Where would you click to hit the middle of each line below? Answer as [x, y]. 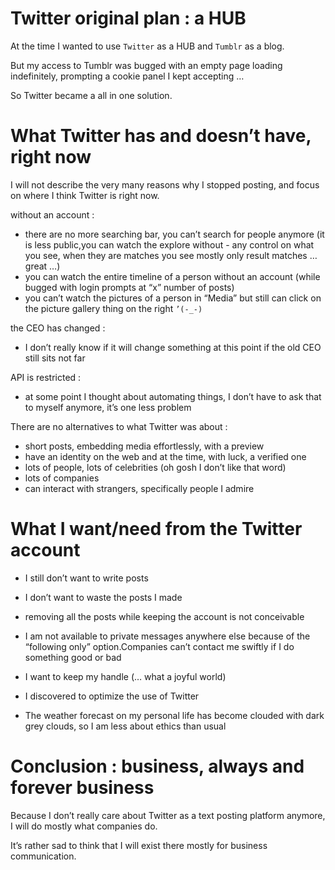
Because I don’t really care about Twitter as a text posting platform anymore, [168, 815]
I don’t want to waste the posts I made [103, 597]
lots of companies [62, 478]
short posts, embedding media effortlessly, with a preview [144, 446]
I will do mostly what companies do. [84, 826]
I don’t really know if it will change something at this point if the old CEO [173, 347]
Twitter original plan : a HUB [128, 18]
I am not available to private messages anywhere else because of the [167, 636]
